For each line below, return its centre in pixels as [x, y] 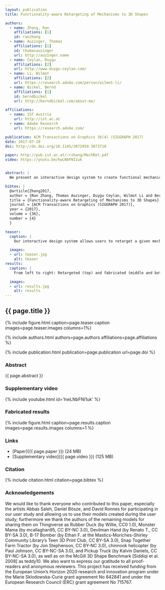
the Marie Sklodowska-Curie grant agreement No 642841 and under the [78, 577]
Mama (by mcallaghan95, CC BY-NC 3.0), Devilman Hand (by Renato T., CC [82, 529]
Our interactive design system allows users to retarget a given [82, 241]
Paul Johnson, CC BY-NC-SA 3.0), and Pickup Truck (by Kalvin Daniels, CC [81, 551]
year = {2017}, [25, 209]
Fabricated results [27, 412]
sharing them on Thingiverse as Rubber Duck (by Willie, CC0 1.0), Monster [80, 524]
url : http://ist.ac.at [37, 119]
